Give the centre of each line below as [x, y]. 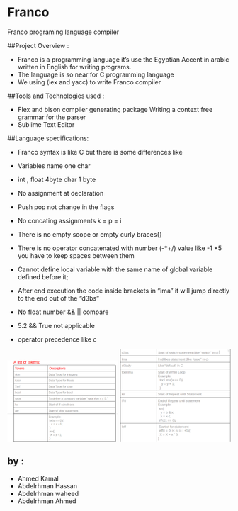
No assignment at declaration [61, 193]
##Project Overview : [38, 45]
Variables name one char [54, 165]
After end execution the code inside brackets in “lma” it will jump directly [124, 291]
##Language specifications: [48, 138]
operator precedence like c [57, 339]
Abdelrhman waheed [48, 493]
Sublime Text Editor [46, 124]
